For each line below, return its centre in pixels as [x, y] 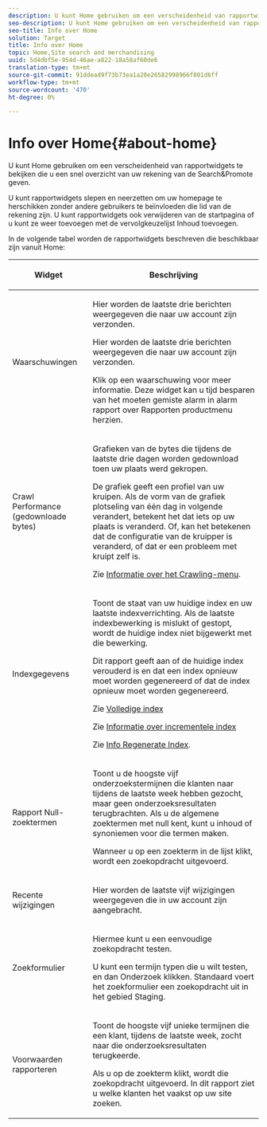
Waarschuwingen [45, 362]
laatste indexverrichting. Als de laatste [164, 613]
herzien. [108, 420]
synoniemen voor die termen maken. [161, 834]
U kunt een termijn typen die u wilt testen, [170, 967]
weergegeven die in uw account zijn [160, 900]
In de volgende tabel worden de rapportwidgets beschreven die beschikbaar [133, 239]
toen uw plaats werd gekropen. [150, 469]
